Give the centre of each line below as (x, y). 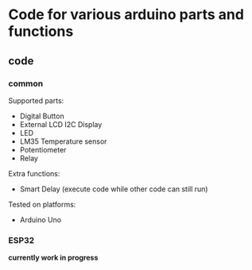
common (26, 83)
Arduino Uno (41, 219)
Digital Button (42, 116)
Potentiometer (43, 149)
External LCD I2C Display (61, 124)
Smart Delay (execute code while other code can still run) (114, 189)
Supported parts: (36, 100)
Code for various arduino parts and (126, 15)
